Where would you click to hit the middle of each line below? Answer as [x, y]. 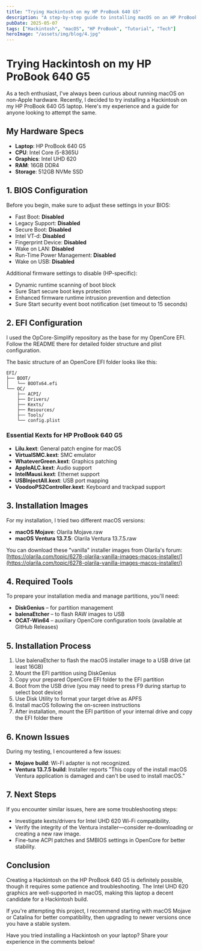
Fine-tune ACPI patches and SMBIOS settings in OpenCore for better [100, 840]
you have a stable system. [38, 923]
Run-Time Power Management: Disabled [65, 255]
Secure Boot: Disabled [43, 229]
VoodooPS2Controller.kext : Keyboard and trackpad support [90, 487]
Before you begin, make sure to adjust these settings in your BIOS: [88, 205]
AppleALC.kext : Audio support [53, 468]
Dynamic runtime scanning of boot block [65, 285]
